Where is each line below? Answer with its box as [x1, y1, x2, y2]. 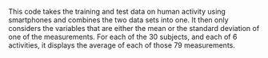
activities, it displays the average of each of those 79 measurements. [8, 41, 236, 50]
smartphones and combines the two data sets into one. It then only [8, 15, 230, 25]
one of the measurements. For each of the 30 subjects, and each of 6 [8, 32, 238, 41]
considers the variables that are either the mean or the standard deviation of [8, 24, 260, 33]
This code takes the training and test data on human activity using [8, 7, 226, 16]
